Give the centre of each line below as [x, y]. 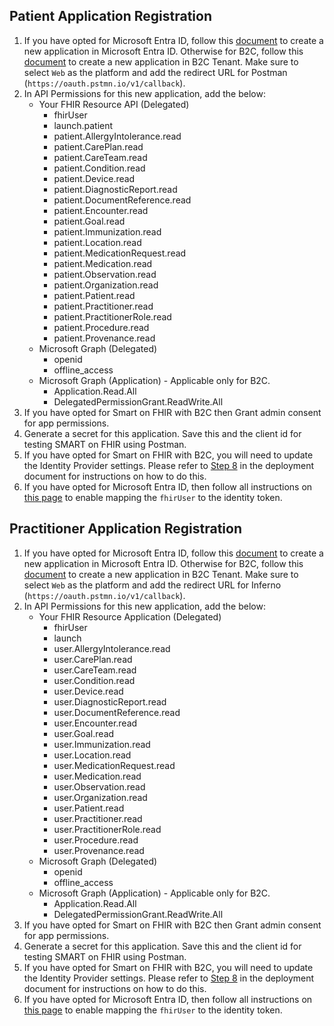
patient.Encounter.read [101, 210]
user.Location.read [92, 755]
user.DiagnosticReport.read [110, 701]
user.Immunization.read [102, 744]
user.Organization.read [100, 797]
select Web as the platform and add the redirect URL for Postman [155, 72]
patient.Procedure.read [101, 327]
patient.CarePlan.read [98, 146]
